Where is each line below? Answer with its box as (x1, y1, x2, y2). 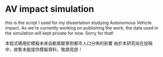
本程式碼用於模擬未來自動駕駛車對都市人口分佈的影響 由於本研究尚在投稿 (5, 40, 153, 46)
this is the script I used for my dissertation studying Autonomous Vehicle (5, 20, 152, 26)
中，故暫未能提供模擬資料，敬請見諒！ (5, 46, 82, 52)
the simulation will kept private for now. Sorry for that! (5, 30, 114, 36)
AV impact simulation (5, 3, 94, 15)
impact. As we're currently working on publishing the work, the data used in (5, 25, 159, 30)
